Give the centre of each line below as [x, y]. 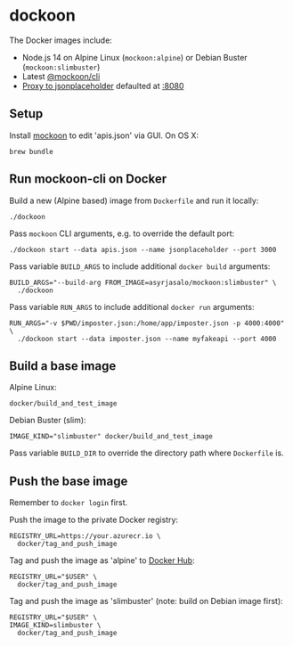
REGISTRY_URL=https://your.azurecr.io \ [85, 536]
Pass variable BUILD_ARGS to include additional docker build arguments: [140, 266]
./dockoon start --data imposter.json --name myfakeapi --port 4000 [147, 339]
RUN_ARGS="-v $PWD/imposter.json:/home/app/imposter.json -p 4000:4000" [147, 323]
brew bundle [31, 151]
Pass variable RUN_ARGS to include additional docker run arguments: [132, 307]
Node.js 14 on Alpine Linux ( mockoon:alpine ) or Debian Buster [134, 57]
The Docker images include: [61, 40]
